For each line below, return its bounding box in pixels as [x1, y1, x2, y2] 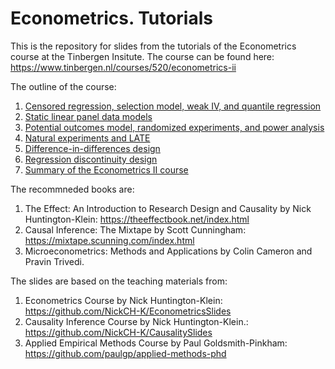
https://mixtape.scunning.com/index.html [24, 234, 195, 246]
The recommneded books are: [10, 183, 135, 195]
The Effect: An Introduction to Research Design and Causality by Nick [24, 202, 312, 214]
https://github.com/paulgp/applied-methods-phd [24, 347, 227, 359]
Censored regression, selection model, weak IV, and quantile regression [24, 100, 322, 112]
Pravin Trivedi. [24, 255, 85, 267]
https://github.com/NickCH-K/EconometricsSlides [24, 305, 232, 317]
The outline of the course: [10, 80, 117, 92]
